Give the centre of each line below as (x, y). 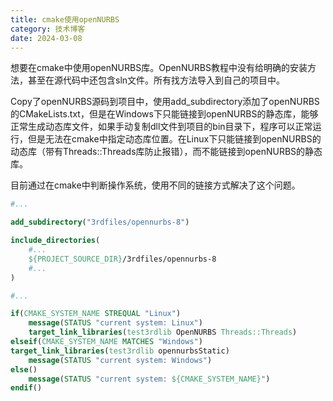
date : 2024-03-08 (46, 38)
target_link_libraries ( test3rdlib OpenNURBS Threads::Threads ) (163, 332)
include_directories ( (55, 241)
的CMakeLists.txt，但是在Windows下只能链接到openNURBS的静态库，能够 (164, 114)
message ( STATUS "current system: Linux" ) (115, 323)
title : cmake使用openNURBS (65, 19)
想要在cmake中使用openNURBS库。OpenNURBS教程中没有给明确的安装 (159, 68)
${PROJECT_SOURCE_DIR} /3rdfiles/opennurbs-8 (122, 259)
